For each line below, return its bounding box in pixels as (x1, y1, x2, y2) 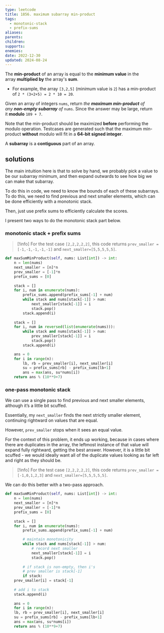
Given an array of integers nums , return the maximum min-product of (5, 100, 145, 106)
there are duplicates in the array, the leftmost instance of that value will (5, 442, 149, 448)
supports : (5, 44, 26, 49)
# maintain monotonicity (23, 537, 74, 542)
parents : (5, 35, 23, 40)
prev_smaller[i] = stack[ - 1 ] (14, 578, 74, 583)
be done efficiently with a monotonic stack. (5, 199, 92, 204)
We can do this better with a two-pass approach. (5, 482, 104, 488)
